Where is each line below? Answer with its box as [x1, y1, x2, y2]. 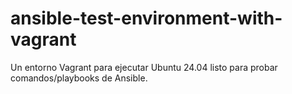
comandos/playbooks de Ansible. [10, 72, 148, 84]
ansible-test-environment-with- [10, 7, 283, 30]
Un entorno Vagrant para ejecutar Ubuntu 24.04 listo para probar [10, 61, 278, 73]
